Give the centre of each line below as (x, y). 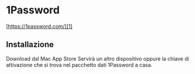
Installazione (30, 45)
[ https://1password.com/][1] (39, 26)
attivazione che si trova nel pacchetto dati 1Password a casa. (79, 65)
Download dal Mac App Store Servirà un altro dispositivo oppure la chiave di (98, 58)
